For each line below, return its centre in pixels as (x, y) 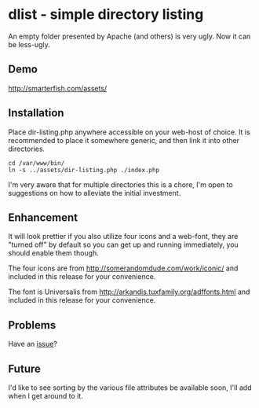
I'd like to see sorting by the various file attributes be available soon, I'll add (130, 388)
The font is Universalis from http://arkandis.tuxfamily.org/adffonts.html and (129, 292)
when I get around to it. (46, 396)
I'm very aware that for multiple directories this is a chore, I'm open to (120, 184)
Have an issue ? (33, 344)
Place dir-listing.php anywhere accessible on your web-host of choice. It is (129, 132)
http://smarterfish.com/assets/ (58, 88)
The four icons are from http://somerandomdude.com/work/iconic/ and (123, 268)
